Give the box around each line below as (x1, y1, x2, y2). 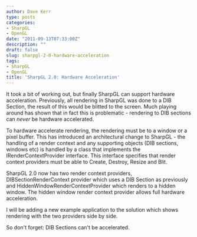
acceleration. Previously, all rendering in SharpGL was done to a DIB (6, 97, 172, 104)
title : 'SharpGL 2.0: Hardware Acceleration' (6, 74, 120, 80)
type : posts (6, 14, 35, 20)
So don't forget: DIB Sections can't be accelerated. (6, 224, 130, 231)
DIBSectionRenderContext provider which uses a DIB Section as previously (6, 176, 188, 183)
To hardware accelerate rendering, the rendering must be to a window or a (6, 127, 188, 134)
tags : (6, 58, 19, 64)
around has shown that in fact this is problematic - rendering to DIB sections (6, 110, 192, 117)
